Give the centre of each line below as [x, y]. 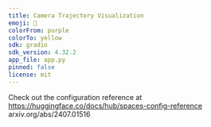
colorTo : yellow [35, 38]
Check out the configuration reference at [75, 97]
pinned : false [32, 67]
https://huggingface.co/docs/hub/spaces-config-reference [105, 106]
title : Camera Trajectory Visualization [76, 15]
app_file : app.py [37, 60]
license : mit [30, 75]
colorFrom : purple [39, 30]
